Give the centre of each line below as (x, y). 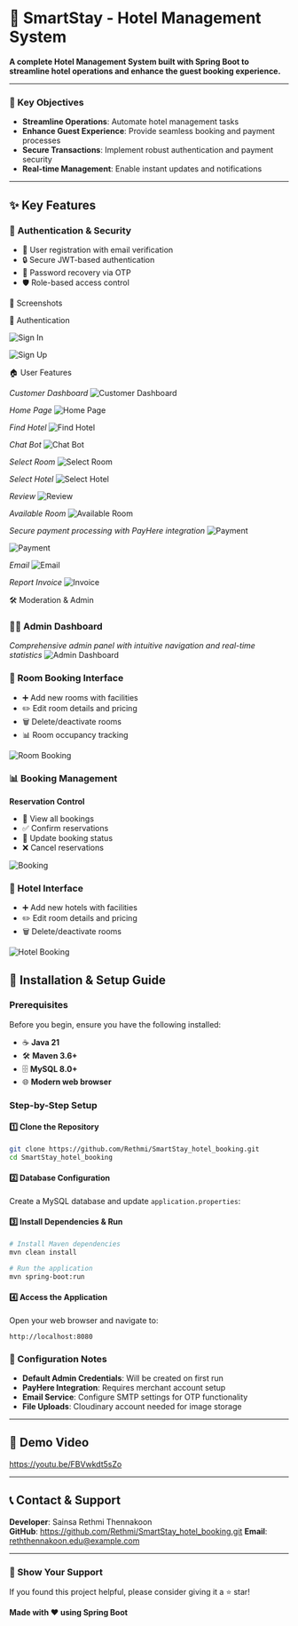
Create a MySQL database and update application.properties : (125, 1201)
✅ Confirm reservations (65, 828)
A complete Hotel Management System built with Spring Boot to (129, 61)
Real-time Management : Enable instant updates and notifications (142, 169)
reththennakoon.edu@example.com (74, 1541)
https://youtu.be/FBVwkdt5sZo (66, 1463)
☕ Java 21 (41, 1042)
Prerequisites (39, 1005)
